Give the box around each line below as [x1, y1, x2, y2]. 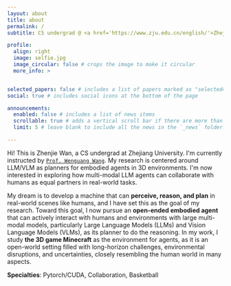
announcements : [7, 105, 51, 112]
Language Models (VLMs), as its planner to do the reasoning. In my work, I [7, 228, 219, 236]
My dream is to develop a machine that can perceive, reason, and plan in [7, 191, 215, 200]
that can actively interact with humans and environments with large [7, 213, 197, 221]
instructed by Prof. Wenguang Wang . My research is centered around [7, 156, 199, 164]
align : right [13, 48, 51, 55]
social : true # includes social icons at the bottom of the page [7, 92, 198, 99]
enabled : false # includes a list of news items [13, 111, 155, 118]
